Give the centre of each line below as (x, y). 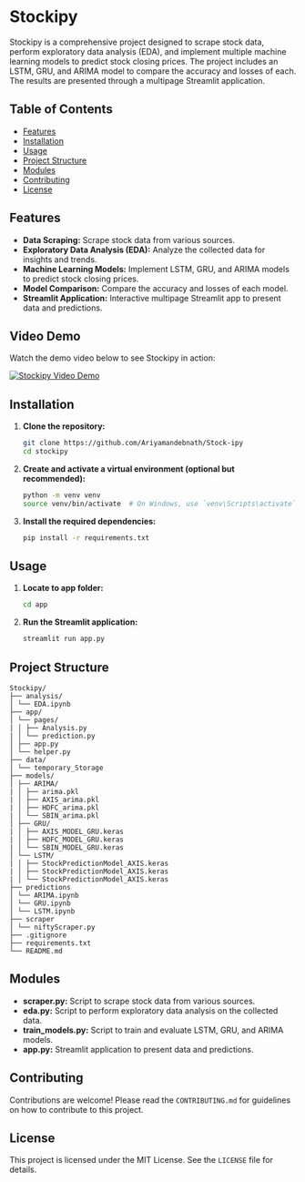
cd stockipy (45, 452)
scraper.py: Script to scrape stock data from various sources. (139, 1001)
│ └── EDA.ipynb (40, 704)
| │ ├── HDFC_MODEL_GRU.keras (67, 840)
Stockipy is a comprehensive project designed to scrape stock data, (137, 42)
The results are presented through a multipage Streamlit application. (137, 80)
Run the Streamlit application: (80, 622)
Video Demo (45, 336)
